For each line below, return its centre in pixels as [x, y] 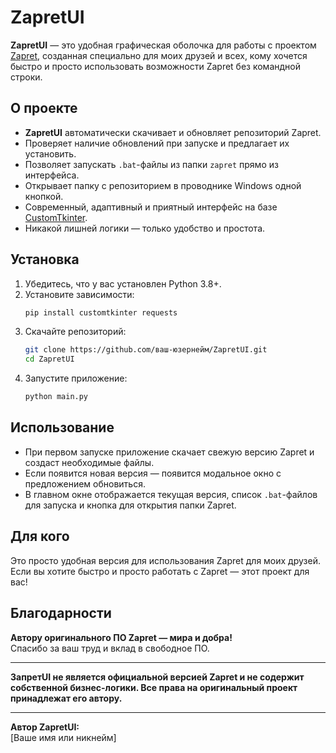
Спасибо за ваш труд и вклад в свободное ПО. [110, 648]
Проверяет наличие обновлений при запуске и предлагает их [157, 143]
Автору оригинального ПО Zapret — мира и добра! [121, 637]
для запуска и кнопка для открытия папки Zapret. [130, 505]
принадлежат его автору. [66, 698]
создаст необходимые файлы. [89, 462]
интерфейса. [52, 175]
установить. [50, 153]
